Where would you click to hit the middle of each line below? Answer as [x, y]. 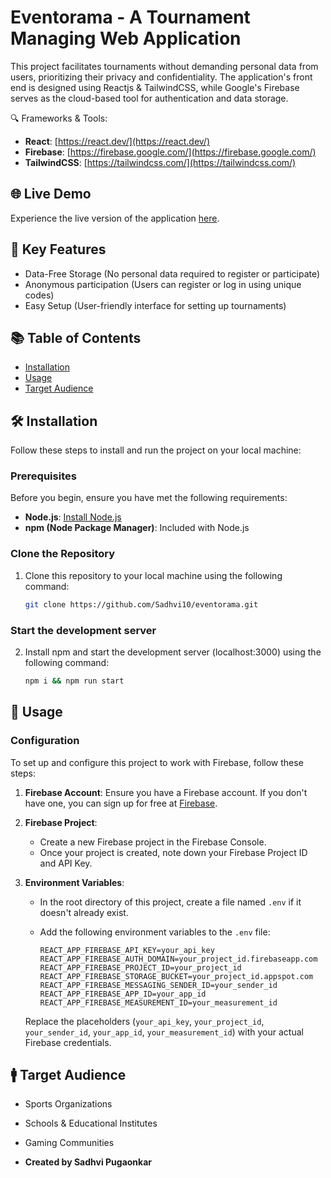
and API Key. [66, 863]
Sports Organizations [68, 1104]
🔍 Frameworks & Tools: [59, 118]
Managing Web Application [126, 38]
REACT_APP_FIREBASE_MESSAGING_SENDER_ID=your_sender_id [158, 985]
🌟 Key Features [58, 249]
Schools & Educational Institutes [91, 1123]
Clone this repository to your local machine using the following [153, 575]
